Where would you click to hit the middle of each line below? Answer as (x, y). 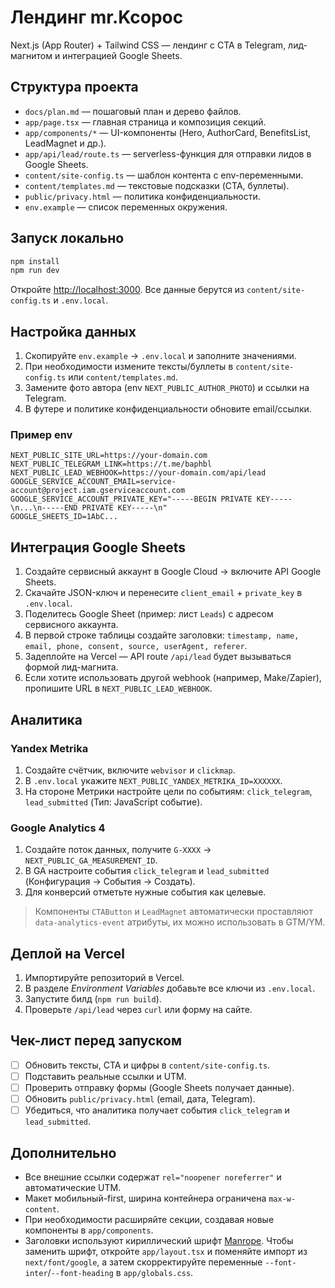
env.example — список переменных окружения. (126, 207)
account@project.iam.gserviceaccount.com (98, 491)
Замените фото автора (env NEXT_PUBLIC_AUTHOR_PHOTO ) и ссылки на (167, 388)
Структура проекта (74, 87)
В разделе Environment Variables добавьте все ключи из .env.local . (170, 988)
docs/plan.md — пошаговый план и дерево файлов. (133, 111)
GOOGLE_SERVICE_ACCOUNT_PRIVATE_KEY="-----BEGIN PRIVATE (131, 499)
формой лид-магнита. (71, 667)
